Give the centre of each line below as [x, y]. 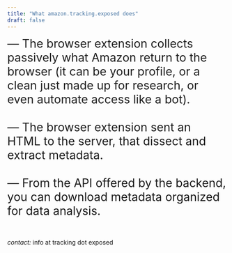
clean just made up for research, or [103, 85]
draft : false [26, 20]
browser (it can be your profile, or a [104, 71]
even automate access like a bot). [99, 99]
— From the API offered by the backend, [117, 183]
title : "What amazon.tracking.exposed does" [73, 14]
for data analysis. [54, 210]
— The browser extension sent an [99, 127]
